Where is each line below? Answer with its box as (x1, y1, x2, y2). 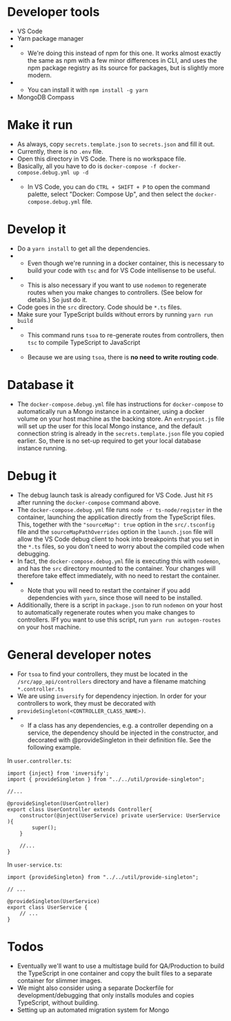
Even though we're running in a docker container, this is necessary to (27, 259, 225, 267)
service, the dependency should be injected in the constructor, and (27, 728, 219, 737)
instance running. (17, 444, 68, 452)
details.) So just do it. (27, 295, 88, 304)
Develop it (7, 221, 67, 237)
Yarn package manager (17, 34, 84, 42)
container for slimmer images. (17, 976, 103, 984)
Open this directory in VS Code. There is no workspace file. (17, 155, 186, 163)
